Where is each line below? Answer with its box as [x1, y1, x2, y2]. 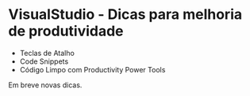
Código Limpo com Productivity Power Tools [19, 65, 166, 74]
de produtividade [8, 22, 125, 40]
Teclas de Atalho [19, 48, 75, 57]
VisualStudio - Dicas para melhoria [8, 6, 243, 24]
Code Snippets [19, 57, 69, 66]
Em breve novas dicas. [8, 80, 83, 90]
